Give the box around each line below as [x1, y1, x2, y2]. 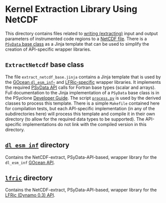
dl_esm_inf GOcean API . [5, 159, 55, 165]
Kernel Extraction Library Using [5, 3, 138, 15]
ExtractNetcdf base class [5, 61, 84, 69]
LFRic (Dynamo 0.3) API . [5, 192, 56, 198]
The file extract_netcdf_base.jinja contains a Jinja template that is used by [5, 73, 161, 80]
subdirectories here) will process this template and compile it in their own [5, 111, 156, 117]
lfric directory [5, 174, 53, 182]
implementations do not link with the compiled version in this [22, 121, 147, 127]
